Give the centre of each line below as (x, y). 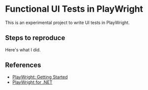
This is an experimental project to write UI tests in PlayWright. (67, 22)
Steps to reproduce (35, 38)
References (23, 65)
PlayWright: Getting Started (40, 77)
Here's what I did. (23, 49)
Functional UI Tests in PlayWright (74, 9)
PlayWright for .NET (32, 82)
